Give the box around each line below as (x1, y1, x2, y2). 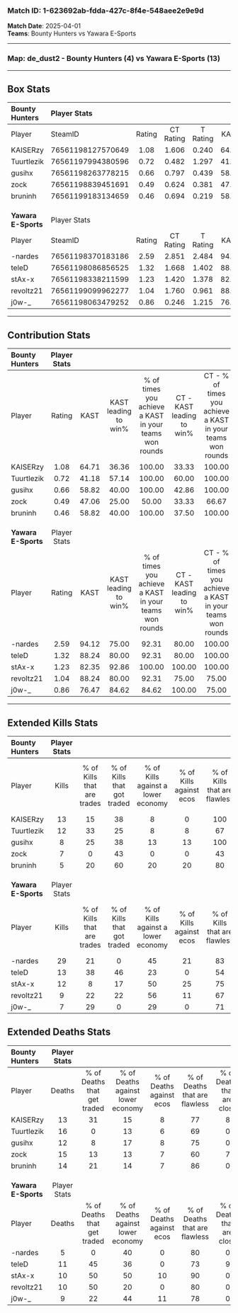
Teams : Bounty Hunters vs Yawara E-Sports (7, 29, 137, 38)
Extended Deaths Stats (7, 1026, 111, 1038)
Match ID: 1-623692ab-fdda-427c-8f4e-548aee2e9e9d (7, 6, 204, 16)
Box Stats (7, 83, 51, 95)
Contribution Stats (7, 329, 91, 341)
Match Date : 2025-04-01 (7, 22, 81, 30)
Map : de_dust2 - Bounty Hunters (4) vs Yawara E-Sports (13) (7, 54, 221, 64)
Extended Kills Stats (7, 717, 98, 729)
